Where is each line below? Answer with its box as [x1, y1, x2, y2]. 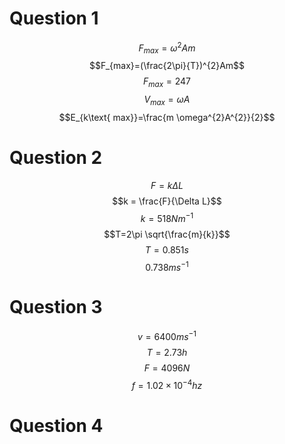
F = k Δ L [150, 179, 184, 191]
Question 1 [9, 7, 99, 30]
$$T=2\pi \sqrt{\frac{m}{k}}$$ [103, 228, 231, 240]
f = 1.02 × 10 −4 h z [131, 377, 203, 391]
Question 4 [9, 414, 104, 437]
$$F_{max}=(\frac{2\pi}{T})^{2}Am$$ [88, 60, 246, 72]
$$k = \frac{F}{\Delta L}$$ [112, 195, 222, 207]
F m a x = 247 [143, 75, 191, 90]
